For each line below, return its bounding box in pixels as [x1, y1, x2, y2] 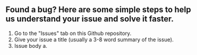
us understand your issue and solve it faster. [5, 14, 174, 24]
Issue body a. [14, 42, 48, 49]
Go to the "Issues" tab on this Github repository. [14, 30, 132, 37]
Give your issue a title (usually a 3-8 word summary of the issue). [14, 35, 174, 43]
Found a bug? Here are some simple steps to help [5, 5, 191, 15]
